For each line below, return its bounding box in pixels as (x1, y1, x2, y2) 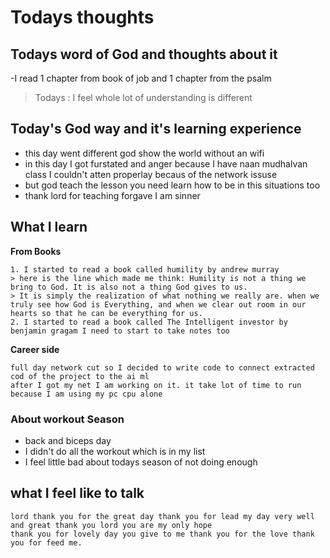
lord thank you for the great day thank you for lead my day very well (10, 511, 315, 521)
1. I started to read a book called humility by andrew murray (10, 264, 280, 275)
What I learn (10, 219, 88, 236)
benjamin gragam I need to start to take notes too (10, 326, 230, 336)
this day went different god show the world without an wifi (24, 147, 265, 159)
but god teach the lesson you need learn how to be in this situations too (24, 179, 321, 191)
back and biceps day (24, 434, 112, 446)
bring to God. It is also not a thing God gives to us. (10, 282, 248, 292)
